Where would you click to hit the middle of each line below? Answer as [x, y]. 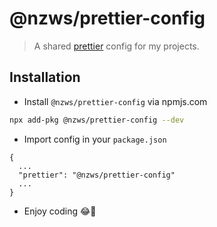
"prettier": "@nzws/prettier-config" [97, 175]
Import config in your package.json [95, 139]
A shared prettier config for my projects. [116, 46]
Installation [45, 77]
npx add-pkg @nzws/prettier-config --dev [97, 120]
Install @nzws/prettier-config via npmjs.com [115, 101]
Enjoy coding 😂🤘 [60, 211]
